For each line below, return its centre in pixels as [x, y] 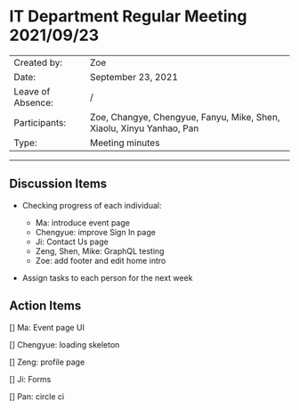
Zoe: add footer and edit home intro [101, 260]
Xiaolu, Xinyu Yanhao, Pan [144, 128]
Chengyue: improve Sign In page [95, 232]
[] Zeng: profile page [47, 362]
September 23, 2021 [134, 77]
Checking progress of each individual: [92, 205]
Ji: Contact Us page [72, 242]
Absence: [33, 102]
